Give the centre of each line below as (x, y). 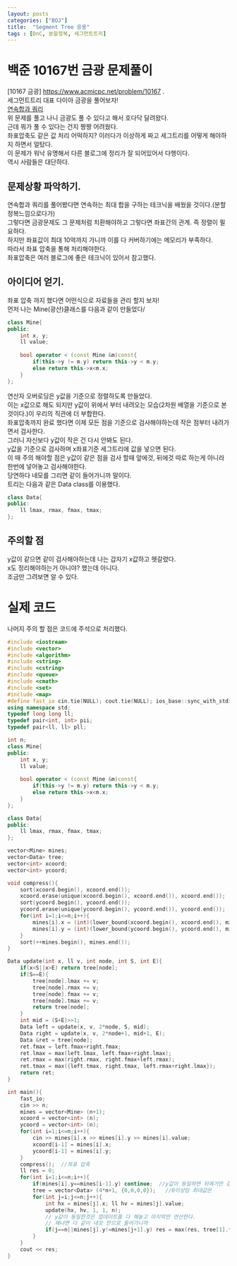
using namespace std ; (39, 707)
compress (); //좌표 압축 (55, 1164)
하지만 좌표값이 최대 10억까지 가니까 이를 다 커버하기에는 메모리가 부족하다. (110, 240)
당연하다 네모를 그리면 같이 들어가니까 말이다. (69, 475)
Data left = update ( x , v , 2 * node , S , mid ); (85, 1027)
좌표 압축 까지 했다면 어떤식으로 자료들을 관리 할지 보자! (84, 300)
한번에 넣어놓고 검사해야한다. (47, 466)
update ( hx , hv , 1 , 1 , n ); (83, 1210)
